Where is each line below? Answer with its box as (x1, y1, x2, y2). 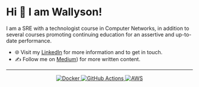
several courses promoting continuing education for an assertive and (6, 31, 175, 38)
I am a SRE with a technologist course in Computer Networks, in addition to (6, 25, 190, 32)
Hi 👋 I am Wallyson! (6, 5, 102, 19)
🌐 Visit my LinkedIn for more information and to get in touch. (14, 48, 163, 55)
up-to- (175, 31, 192, 38)
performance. (18, 37, 52, 44)
